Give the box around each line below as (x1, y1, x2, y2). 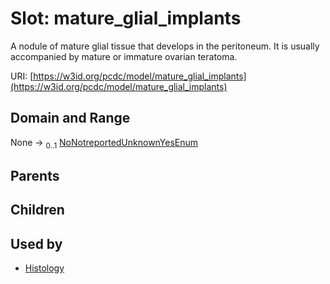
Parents (10, 167, 60, 184)
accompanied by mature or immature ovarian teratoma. (10, 50, 238, 62)
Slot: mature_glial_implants (10, 7, 242, 30)
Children (10, 202, 65, 219)
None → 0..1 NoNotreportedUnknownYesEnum (10, 136, 199, 151)
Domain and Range (10, 110, 131, 127)
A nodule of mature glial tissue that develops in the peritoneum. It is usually (10, 40, 320, 52)
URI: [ (10, 70, 34, 82)
